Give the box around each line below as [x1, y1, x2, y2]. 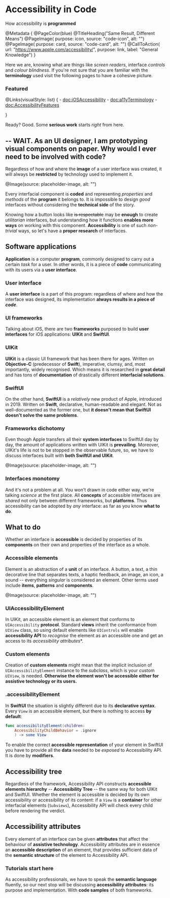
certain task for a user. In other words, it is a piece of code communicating [5, 261, 161, 267]
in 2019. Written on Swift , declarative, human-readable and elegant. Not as [5, 401, 162, 407]
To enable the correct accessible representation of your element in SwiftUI [5, 742, 163, 748]
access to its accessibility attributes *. [5, 638, 84, 644]
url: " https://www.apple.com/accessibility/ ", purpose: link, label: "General [5, 46, 158, 52]
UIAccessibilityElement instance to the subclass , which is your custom [5, 667, 155, 673]
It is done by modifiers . [5, 753, 55, 759]
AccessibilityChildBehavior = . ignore [14, 728, 96, 733]
